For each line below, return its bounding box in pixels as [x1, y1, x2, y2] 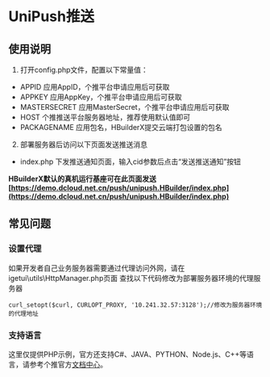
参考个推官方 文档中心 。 [29, 359, 107, 369]
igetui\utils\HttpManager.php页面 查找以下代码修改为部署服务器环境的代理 [8, 273, 254, 283]
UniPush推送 [8, 7, 95, 26]
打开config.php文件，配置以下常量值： [19, 65, 149, 74]
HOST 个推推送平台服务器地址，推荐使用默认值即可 [19, 112, 191, 122]
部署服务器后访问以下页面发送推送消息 [19, 140, 147, 149]
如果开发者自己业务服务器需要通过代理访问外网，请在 [8, 263, 185, 273]
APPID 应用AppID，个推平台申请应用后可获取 [19, 82, 170, 91]
